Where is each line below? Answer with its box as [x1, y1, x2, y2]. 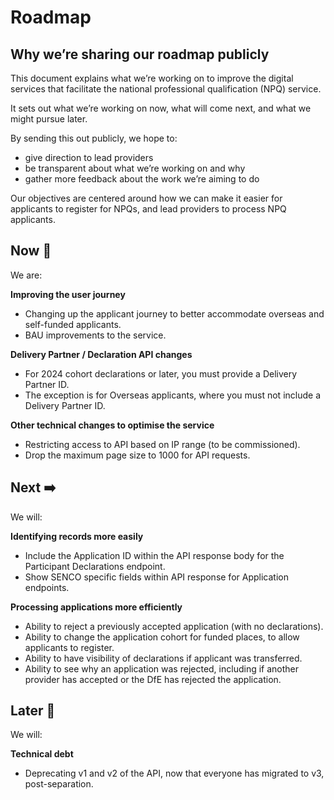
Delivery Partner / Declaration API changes [10, 348, 193, 360]
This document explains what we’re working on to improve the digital [10, 72, 294, 84]
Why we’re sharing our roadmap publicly [10, 46, 270, 63]
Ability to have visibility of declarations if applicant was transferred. [24, 652, 303, 664]
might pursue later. [10, 113, 88, 125]
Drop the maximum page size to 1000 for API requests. [24, 449, 251, 461]
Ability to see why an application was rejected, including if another [24, 662, 300, 675]
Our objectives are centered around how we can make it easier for [10, 192, 283, 204]
